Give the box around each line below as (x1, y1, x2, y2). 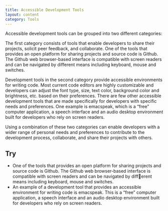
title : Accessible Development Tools (5, 7, 84, 13)
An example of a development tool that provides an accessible (12, 184, 141, 190)
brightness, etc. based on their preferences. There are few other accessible (5, 93, 161, 99)
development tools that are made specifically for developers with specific (5, 98, 157, 104)
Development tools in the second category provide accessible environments (5, 77, 163, 83)
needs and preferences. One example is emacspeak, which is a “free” (5, 104, 149, 110)
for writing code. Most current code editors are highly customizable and (5, 82, 154, 88)
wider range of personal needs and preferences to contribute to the (5, 129, 145, 135)
